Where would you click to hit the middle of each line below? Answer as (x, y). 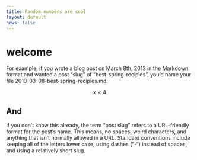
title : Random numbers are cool (46, 12)
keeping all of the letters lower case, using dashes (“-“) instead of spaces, (97, 144)
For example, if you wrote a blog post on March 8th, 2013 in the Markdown (97, 68)
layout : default (26, 17)
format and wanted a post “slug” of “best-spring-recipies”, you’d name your (99, 75)
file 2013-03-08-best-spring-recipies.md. (57, 81)
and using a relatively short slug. (46, 151)
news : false (21, 23)
